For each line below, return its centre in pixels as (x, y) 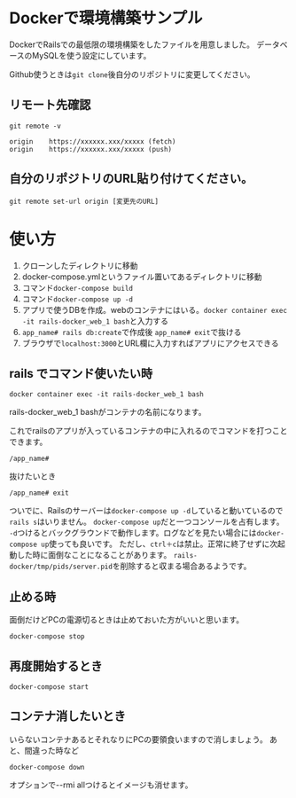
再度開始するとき (56, 666)
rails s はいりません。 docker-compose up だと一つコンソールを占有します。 (147, 522)
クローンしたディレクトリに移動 (80, 265)
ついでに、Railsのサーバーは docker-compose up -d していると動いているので (146, 511)
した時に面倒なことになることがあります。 (94, 555)
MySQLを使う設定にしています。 (92, 55)
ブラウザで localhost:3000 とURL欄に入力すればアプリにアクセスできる (150, 343)
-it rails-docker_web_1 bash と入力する (95, 321)
